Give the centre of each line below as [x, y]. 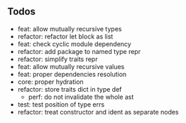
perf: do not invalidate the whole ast [81, 97]
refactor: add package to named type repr [79, 51]
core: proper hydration [50, 82]
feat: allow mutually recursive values [71, 66]
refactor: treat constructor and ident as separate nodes [98, 112]
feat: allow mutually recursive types [70, 28]
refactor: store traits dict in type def [70, 89]
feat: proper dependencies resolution [72, 74]
